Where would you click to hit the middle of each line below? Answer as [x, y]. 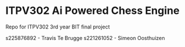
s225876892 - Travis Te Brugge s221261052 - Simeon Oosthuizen [85, 38]
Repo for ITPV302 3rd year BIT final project [58, 27]
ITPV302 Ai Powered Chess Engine [92, 11]
